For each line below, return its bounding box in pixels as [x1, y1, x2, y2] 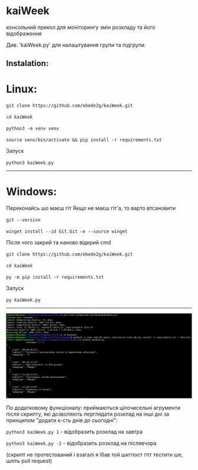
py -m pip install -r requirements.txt [6, 275, 104, 280]
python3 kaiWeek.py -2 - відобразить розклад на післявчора [6, 439, 157, 446]
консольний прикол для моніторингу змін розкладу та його [6, 24, 156, 31]
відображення [6, 30, 42, 37]
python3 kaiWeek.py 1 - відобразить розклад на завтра [6, 428, 143, 435]
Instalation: [6, 58, 49, 68]
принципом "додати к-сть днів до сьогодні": [6, 416, 118, 423]
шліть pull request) [6, 457, 52, 464]
